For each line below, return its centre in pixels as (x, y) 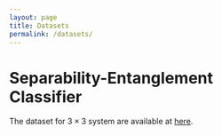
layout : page (33, 17)
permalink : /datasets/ (51, 34)
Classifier (46, 96)
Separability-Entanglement (111, 78)
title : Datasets (39, 26)
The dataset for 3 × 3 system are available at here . (101, 122)
